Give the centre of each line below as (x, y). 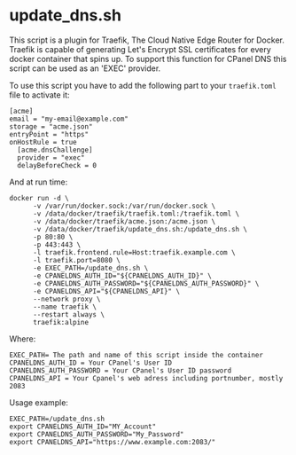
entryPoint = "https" (49, 134)
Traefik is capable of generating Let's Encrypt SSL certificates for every (140, 49)
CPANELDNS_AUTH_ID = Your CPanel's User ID (91, 363)
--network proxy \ (66, 299)
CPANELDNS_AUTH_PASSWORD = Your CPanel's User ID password (121, 370)
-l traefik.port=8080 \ (77, 260)
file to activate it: (39, 95)
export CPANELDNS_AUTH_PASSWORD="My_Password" (97, 434)
